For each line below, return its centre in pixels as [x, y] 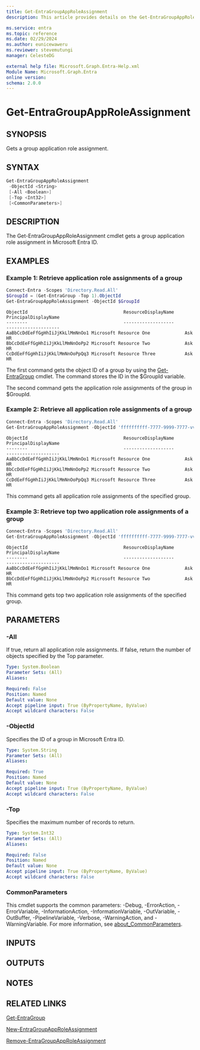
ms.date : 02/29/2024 [32, 39]
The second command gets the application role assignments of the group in [99, 388]
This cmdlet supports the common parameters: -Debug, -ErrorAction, [91, 905]
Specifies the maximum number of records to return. [71, 822]
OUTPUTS [25, 963]
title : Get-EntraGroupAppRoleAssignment [57, 12]
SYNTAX [23, 167]
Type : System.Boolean [33, 667]
